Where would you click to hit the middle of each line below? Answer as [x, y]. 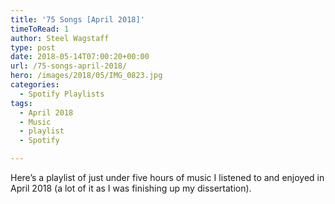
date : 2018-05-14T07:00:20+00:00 [80, 57]
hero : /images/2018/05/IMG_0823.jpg [86, 76]
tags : [21, 103]
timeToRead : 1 [40, 29]
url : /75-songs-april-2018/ [69, 66]
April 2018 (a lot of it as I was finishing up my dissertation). [131, 188]
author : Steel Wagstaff [60, 38]
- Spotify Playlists [62, 94]
